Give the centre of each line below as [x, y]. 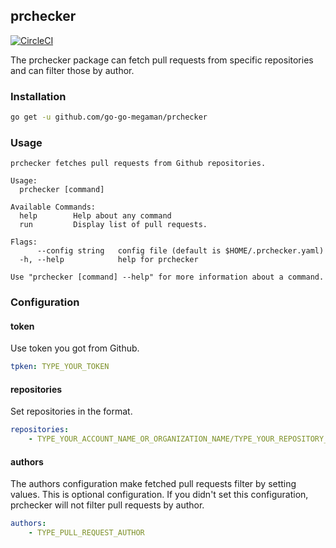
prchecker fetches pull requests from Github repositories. [138, 164]
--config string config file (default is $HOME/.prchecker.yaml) [180, 251]
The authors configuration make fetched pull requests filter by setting [153, 484]
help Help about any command [95, 216]
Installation [38, 96]
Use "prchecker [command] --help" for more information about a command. [167, 277]
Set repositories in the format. [71, 411]
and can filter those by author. [72, 70]
